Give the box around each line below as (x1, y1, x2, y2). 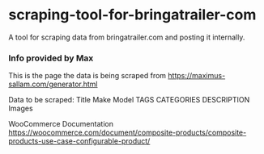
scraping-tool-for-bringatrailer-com (8, 6, 257, 24)
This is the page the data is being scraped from (8, 71, 167, 81)
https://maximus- (168, 71, 226, 81)
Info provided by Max (8, 52, 94, 64)
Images (8, 103, 34, 114)
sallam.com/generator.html (8, 79, 98, 89)
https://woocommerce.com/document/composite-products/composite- (8, 127, 247, 138)
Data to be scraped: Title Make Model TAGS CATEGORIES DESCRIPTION (8, 95, 250, 105)
